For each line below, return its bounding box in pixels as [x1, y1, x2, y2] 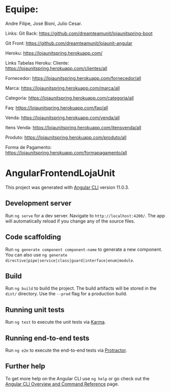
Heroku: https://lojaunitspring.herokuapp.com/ [5, 50, 103, 56]
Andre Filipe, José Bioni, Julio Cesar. [5, 20, 82, 26]
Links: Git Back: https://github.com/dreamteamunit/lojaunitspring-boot [5, 30, 153, 36]
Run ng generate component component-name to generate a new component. [5, 246, 163, 253]
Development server [5, 199, 72, 208]
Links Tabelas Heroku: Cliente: [5, 60, 69, 66]
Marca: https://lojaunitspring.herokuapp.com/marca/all [5, 85, 120, 91]
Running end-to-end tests [5, 333, 90, 342]
